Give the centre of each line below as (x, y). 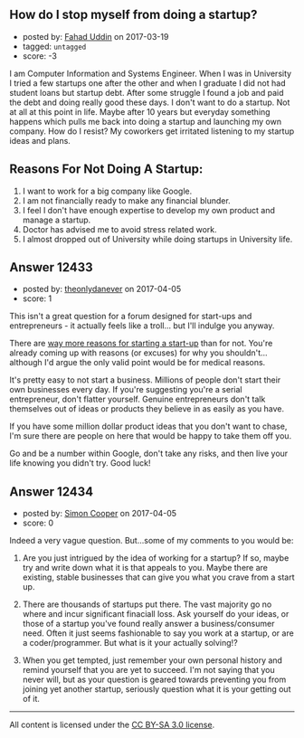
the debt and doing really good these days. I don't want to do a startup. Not (150, 102)
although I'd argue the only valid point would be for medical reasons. (138, 363)
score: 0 (38, 523)
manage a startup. (57, 220)
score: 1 (37, 298)
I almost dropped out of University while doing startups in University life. (157, 239)
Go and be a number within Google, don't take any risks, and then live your (149, 454)
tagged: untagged (54, 46)
